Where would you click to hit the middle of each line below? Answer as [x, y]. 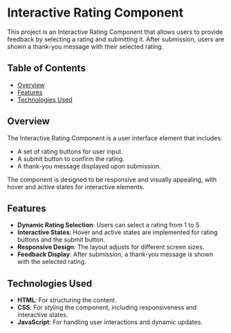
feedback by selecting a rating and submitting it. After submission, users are [116, 39]
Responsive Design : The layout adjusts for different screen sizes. [111, 247]
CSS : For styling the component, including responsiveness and [107, 307]
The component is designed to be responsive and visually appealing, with [112, 179]
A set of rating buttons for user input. [70, 151]
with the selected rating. [52, 262]
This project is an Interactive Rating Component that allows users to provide [115, 32]
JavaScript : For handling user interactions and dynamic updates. [110, 322]
